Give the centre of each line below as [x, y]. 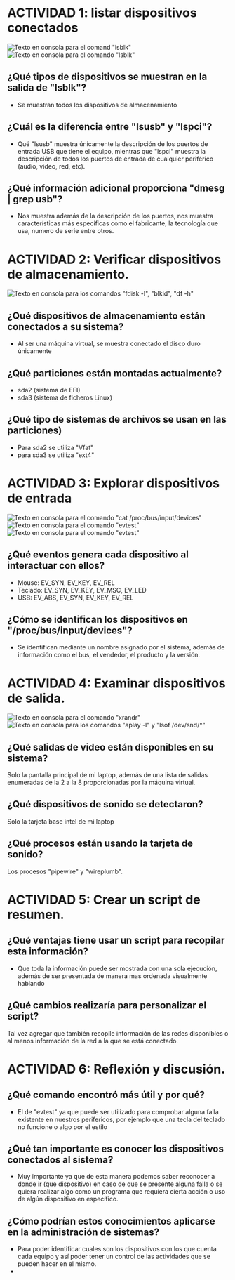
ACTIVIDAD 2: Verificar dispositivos [114, 259]
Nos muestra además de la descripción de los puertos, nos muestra [115, 216]
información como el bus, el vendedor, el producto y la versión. [109, 655]
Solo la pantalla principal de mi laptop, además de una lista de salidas [108, 775]
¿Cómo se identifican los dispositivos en [98, 619]
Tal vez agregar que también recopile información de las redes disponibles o [118, 1033]
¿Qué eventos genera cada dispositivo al [98, 555]
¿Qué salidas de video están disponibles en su [110, 747]
